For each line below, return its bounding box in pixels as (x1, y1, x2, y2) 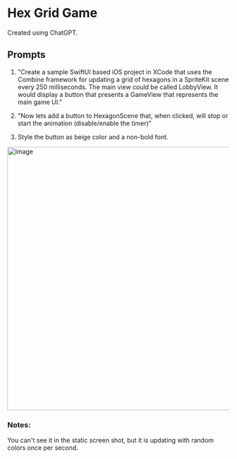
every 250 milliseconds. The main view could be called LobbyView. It (17, 83, 219, 91)
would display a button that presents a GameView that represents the (17, 90, 219, 98)
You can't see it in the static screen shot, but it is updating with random (7, 436, 214, 445)
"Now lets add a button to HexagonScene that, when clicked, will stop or (17, 111, 229, 120)
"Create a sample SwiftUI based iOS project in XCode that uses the (17, 67, 212, 76)
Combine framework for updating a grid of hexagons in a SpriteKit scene (17, 75, 229, 83)
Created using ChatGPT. (7, 28, 78, 37)
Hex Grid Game (7, 5, 97, 21)
